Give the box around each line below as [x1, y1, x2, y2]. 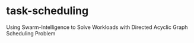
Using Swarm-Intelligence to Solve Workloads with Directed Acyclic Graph [6, 24, 188, 31]
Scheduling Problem [6, 29, 56, 37]
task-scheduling [6, 4, 89, 18]
